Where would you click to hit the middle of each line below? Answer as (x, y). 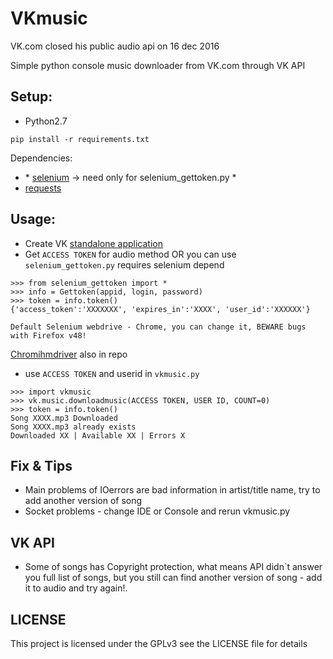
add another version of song (83, 501)
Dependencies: (41, 158)
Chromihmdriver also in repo (69, 354)
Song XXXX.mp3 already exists (73, 427)
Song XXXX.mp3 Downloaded (64, 418)
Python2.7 (46, 121)
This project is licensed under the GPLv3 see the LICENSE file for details (159, 643)
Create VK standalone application (93, 243)
